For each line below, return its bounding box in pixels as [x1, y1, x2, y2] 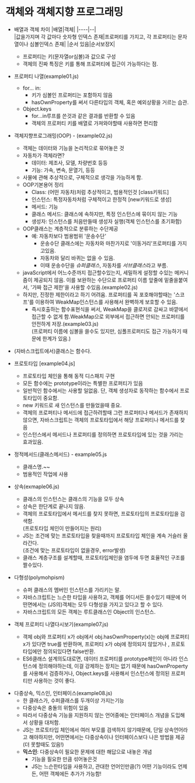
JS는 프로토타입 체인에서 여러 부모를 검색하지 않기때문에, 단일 [22, 726, 163, 733]
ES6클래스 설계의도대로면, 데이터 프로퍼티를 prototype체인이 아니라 [22, 655, 177, 662]
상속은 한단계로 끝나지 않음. [22, 502, 85, 510]
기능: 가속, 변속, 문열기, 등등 [31, 166, 95, 173]
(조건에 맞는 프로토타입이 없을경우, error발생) [22, 546, 126, 554]
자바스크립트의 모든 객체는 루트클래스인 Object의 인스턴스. [22, 608, 156, 615]
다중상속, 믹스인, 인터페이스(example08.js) [13, 689, 113, 696]
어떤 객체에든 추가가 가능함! [39, 770, 102, 777]
